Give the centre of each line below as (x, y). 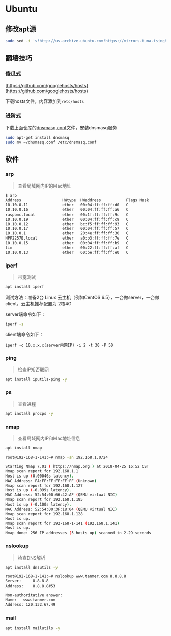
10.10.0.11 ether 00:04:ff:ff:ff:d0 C (67, 205)
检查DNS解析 (32, 558)
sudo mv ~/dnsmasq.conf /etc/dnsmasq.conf (51, 142)
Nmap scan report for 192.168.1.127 (44, 485)
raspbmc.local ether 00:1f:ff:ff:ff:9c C (67, 215)
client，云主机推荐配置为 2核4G (38, 303)
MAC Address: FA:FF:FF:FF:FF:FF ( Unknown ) (51, 481)
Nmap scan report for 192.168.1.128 (44, 514)
